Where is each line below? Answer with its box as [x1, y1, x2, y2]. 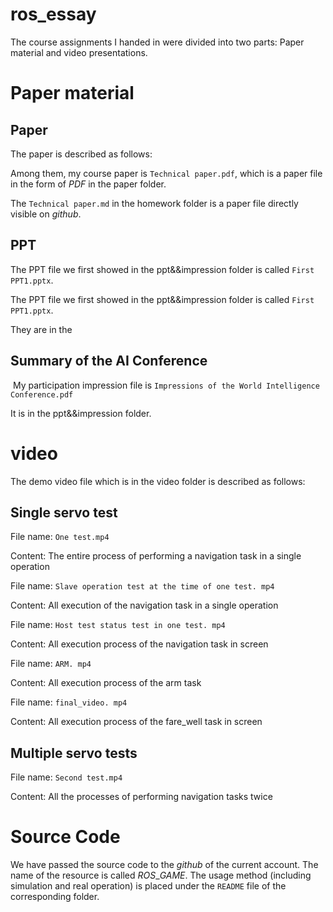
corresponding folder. [10, 891, 100, 903]
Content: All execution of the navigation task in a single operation [10, 599, 279, 612]
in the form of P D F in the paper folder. [10, 178, 167, 190]
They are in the [10, 323, 73, 335]
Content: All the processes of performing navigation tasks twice [10, 791, 273, 803]
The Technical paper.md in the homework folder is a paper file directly [10, 197, 299, 209]
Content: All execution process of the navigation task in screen [10, 638, 269, 650]
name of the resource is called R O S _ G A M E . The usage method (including [10, 869, 312, 882]
